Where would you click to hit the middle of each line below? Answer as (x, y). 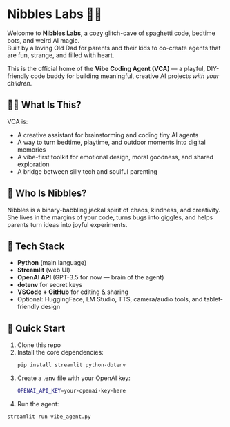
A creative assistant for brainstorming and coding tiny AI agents (108, 135)
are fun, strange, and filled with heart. (61, 55)
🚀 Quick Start (36, 328)
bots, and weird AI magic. (44, 40)
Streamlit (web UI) (44, 270)
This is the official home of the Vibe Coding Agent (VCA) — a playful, (106, 68)
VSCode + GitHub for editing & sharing (73, 292)
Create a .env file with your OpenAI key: (74, 378)
